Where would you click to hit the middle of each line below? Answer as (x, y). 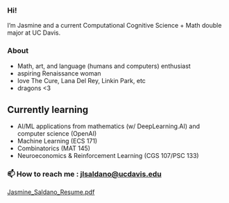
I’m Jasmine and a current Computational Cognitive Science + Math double (114, 26)
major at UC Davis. (34, 33)
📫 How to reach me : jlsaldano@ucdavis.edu (84, 174)
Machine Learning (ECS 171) (57, 141)
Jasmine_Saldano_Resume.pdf (51, 192)
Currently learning (48, 109)
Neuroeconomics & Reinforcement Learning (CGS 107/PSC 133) (108, 156)
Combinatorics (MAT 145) (54, 148)
